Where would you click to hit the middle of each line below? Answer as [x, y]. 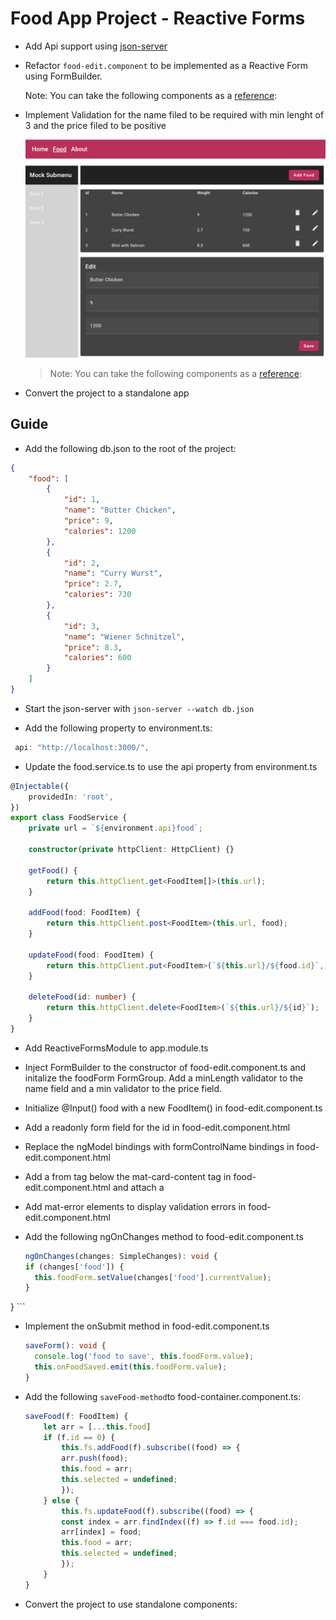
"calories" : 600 [97, 658]
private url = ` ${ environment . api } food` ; [115, 828]
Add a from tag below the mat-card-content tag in [128, 1176]
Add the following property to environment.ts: [118, 728]
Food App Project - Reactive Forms [158, 18]
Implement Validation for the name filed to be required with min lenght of [174, 114]
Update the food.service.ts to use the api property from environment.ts [171, 766]
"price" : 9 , [88, 521]
